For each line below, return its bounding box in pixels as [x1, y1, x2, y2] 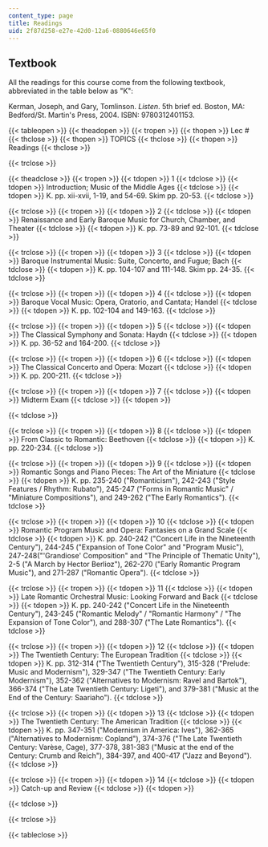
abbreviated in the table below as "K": [8, 86, 134, 96]
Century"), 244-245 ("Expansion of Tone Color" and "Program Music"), [8, 542, 245, 552]
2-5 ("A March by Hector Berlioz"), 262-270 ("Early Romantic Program [8, 559, 241, 569]
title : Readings [8, 19, 63, 27]
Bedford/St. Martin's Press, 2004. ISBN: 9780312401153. [8, 110, 195, 120]
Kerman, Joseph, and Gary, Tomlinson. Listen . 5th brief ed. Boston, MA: [8, 102, 246, 111]
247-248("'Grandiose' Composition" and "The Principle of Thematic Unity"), [8, 551, 261, 561]
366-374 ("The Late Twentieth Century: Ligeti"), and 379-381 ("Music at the [8, 684, 259, 694]
